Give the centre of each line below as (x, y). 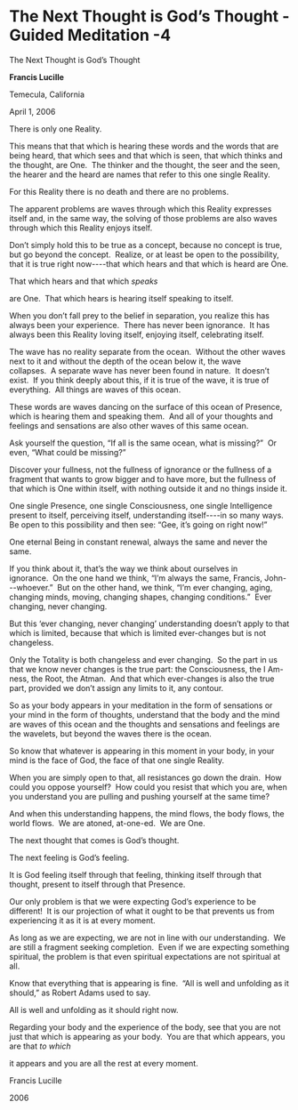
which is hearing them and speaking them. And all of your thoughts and (141, 416)
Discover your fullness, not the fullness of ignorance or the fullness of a (141, 470)
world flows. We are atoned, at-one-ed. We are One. (108, 823)
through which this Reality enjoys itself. (81, 228)
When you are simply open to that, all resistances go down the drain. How (145, 777)
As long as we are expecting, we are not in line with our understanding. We (148, 937)
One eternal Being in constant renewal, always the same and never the (139, 542)
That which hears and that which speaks (84, 281)
